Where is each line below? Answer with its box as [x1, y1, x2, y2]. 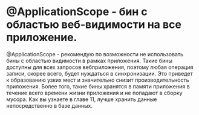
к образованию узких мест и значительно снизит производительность [6, 76, 189, 84]
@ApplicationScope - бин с [6, 5, 148, 19]
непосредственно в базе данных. [6, 102, 93, 109]
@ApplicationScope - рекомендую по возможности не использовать [6, 50, 183, 57]
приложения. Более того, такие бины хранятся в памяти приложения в [6, 82, 190, 90]
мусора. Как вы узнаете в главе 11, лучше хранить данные [6, 96, 157, 103]
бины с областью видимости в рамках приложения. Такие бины [6, 57, 172, 64]
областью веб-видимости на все [6, 18, 181, 31]
